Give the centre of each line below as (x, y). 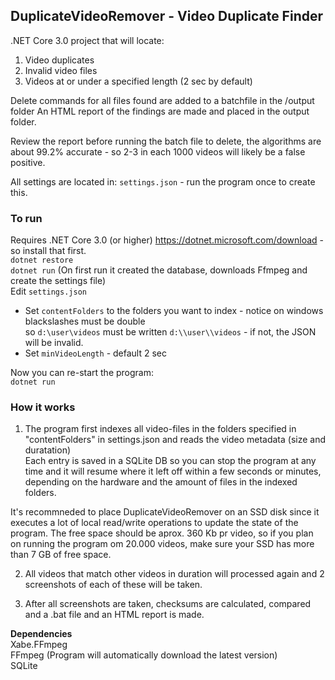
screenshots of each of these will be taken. (113, 585)
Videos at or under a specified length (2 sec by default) (138, 81)
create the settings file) (58, 281)
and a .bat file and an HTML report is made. (114, 615)
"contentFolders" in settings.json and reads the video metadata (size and (175, 440)
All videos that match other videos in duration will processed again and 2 (174, 574)
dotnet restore (42, 260)
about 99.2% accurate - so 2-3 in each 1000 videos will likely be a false (158, 151)
